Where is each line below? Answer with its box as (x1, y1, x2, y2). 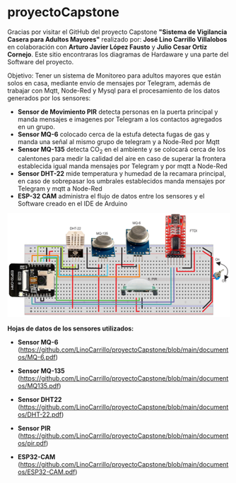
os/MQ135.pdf (17, 382, 59, 390)
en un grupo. (17, 122, 55, 131)
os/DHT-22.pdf (17, 410, 62, 419)
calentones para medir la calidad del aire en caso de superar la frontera (17, 154, 226, 162)
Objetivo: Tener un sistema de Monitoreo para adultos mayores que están (7, 71, 221, 80)
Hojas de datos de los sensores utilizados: (7, 324, 134, 333)
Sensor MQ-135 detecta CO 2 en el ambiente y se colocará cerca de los (17, 145, 226, 155)
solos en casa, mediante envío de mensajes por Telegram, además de (7, 78, 211, 87)
